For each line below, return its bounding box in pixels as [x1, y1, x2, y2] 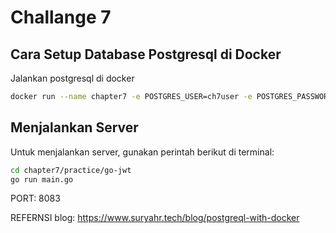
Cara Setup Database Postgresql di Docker [10, 46, 282, 63]
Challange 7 [10, 6, 112, 29]
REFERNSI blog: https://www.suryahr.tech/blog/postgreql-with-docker [10, 212, 300, 224]
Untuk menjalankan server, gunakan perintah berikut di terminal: [10, 146, 275, 158]
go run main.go [10, 174, 74, 185]
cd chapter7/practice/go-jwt [10, 165, 132, 175]
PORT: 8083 [10, 192, 61, 205]
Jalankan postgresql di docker [10, 72, 135, 84]
